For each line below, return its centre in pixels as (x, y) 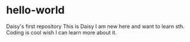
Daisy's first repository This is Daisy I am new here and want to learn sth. (96, 26)
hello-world (36, 10)
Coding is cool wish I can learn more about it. (61, 32)
